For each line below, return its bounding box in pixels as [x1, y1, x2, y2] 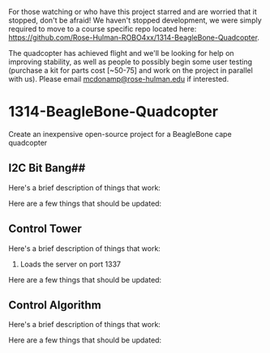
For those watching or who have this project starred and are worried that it [8, 7, 257, 16]
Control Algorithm [8, 298, 101, 312]
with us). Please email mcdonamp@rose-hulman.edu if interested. [8, 74, 229, 83]
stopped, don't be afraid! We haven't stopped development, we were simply [8, 15, 262, 25]
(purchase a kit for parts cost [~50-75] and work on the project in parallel [8, 66, 253, 75]
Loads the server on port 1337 [19, 259, 122, 269]
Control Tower [8, 222, 83, 236]
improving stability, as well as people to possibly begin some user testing [8, 57, 253, 66]
